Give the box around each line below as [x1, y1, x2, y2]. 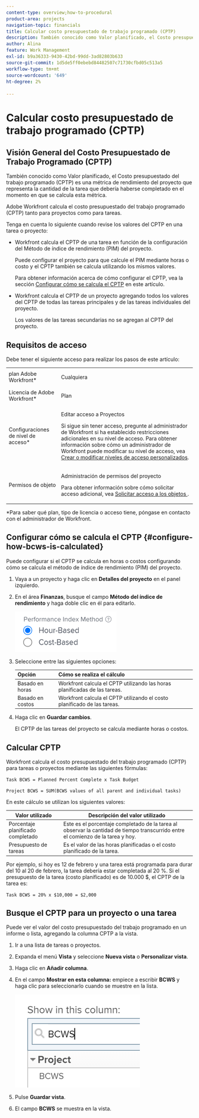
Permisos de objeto [8, 482, 56, 489]
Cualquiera [61, 373, 88, 381]
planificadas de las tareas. [58, 686, 123, 693]
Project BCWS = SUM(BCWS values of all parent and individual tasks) [6, 788, 182, 794]
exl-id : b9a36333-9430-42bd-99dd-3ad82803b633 [6, 54, 123, 59]
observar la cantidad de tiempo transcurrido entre [63, 827, 185, 834]
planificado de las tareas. [58, 701, 120, 708]
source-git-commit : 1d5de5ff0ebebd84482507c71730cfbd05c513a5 [6, 59, 163, 65]
